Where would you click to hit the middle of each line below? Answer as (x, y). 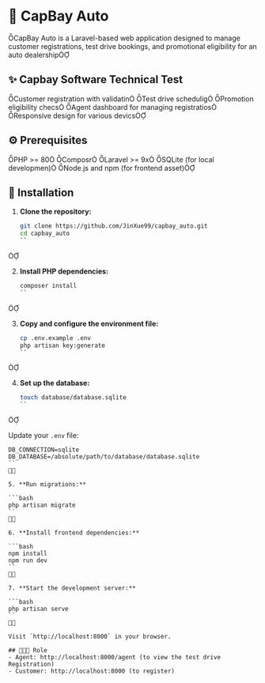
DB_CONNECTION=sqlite (44, 450)
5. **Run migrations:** (47, 485)
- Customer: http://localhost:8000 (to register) (92, 671)
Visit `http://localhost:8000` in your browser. (90, 637)
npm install (28, 554)
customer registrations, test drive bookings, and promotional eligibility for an (132, 46)
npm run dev (28, 560)
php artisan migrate (42, 505)
